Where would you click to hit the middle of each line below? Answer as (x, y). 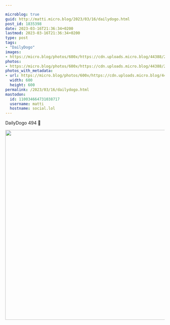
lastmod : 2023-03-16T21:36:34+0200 (43, 33)
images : (13, 52)
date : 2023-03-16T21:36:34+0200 (39, 28)
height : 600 (23, 85)
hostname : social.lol (33, 109)
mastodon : (16, 94)
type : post (17, 38)
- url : (12, 76)
